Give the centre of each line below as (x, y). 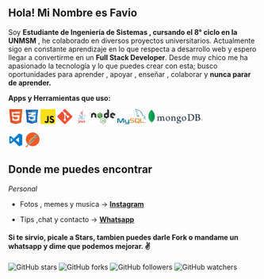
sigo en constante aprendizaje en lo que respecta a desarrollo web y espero (132, 49)
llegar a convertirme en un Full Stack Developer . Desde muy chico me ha (128, 57)
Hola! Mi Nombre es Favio (73, 13)
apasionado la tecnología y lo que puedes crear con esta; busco (113, 66)
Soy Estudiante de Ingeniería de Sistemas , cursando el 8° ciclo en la (123, 32)
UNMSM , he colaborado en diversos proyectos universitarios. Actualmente (132, 40)
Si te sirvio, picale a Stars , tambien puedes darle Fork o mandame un (124, 238)
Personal (23, 189)
